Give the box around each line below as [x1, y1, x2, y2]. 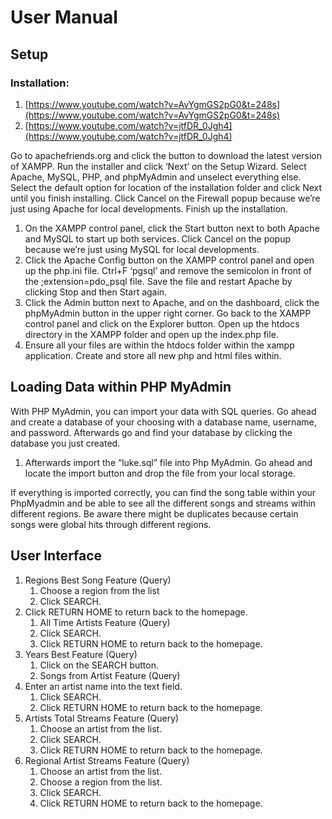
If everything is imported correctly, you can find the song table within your [10, 486, 317, 498]
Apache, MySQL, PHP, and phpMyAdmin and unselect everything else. [10, 171, 302, 183]
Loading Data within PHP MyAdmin [10, 379, 232, 396]
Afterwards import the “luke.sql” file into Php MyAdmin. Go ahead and [24, 456, 313, 468]
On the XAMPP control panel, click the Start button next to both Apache [24, 222, 320, 234]
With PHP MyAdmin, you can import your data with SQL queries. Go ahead [10, 405, 317, 417]
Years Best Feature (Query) [24, 648, 138, 660]
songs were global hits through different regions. [10, 518, 212, 530]
